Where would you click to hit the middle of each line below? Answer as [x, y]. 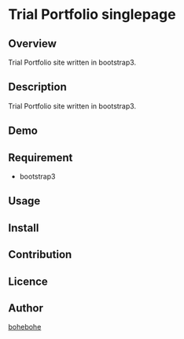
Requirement [40, 158]
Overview [33, 44]
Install [24, 228]
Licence [28, 281]
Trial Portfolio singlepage [92, 15]
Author [26, 308]
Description [37, 87]
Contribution [40, 254]
